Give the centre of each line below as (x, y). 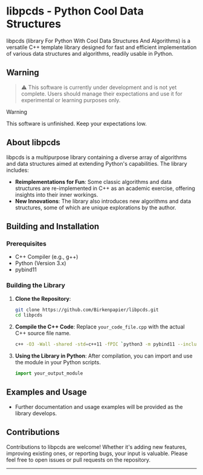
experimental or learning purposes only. (71, 100)
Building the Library (36, 286)
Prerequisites (26, 243)
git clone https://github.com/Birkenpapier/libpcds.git (87, 310)
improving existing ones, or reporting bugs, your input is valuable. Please (97, 453)
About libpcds (33, 142)
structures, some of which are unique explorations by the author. (95, 208)
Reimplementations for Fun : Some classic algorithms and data (93, 182)
